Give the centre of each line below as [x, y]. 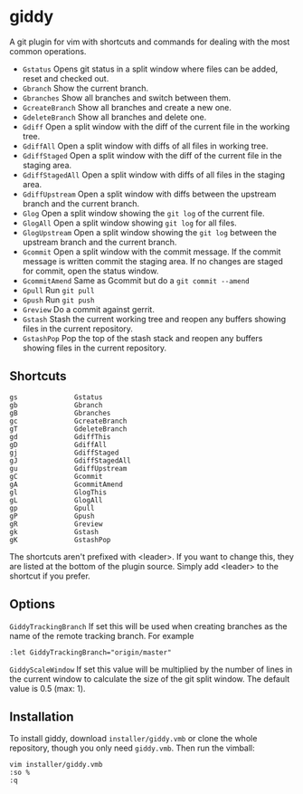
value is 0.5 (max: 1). [47, 688]
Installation [42, 717]
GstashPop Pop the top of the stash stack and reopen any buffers [142, 338]
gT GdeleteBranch [68, 429]
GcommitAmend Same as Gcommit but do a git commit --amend [136, 280]
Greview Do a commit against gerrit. [89, 309]
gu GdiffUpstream [68, 468]
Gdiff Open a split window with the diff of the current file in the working [156, 126]
